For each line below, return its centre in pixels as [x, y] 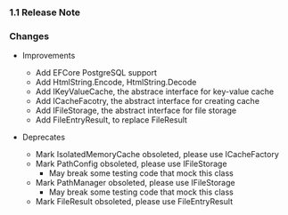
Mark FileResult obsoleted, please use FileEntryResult [134, 202]
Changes [29, 36]
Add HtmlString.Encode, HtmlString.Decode [116, 83]
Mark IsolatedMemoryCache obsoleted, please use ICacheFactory [157, 155]
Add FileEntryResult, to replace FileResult [111, 120]
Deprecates [43, 137]
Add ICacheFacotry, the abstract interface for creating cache [148, 101]
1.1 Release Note [45, 12]
